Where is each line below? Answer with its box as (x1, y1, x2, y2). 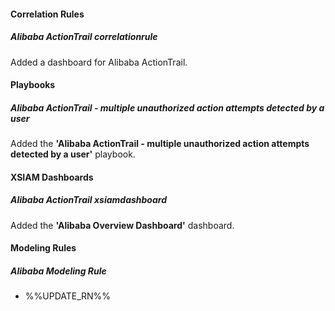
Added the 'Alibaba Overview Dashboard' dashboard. (10, 219, 235, 231)
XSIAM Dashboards (10, 171, 94, 183)
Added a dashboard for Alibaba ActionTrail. (10, 56, 188, 68)
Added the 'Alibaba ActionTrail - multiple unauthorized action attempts (10, 138, 310, 150)
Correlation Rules (10, 8, 85, 20)
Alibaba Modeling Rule (10, 265, 107, 277)
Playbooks (10, 79, 56, 91)
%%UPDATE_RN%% (24, 290, 112, 302)
